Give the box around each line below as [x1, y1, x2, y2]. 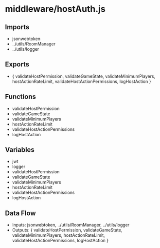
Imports [5, 23, 30, 31]
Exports [5, 60, 30, 69]
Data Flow [5, 209, 36, 217]
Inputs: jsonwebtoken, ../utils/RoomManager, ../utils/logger [12, 222, 130, 228]
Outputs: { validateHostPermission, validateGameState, [12, 227, 123, 233]
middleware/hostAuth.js [5, 3, 106, 15]
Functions [5, 93, 36, 101]
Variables [5, 145, 35, 154]
